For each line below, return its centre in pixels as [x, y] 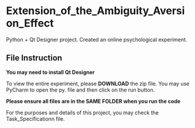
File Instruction [34, 58]
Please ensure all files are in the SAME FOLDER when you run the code [93, 101]
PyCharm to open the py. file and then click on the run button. [81, 90]
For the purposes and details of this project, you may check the [83, 112]
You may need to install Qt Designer [50, 72]
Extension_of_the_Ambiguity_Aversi [95, 11]
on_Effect [30, 23]
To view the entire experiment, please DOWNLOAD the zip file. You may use [98, 83]
